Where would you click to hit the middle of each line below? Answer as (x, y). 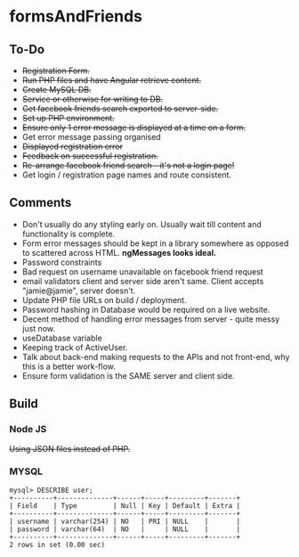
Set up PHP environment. (68, 118)
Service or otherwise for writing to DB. (92, 99)
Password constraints (62, 262)
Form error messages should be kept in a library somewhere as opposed (155, 243)
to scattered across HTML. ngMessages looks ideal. (119, 252)
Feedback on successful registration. (90, 156)
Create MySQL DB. (57, 90)
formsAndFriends (76, 16)
